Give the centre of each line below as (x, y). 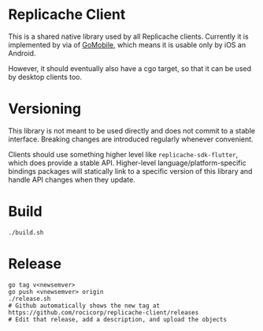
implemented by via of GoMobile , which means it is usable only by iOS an (127, 44)
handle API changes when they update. (72, 179)
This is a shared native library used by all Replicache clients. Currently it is (129, 36)
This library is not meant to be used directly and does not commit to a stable (132, 130)
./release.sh (30, 299)
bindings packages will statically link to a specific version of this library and (130, 171)
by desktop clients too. (45, 77)
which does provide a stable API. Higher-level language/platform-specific (127, 163)
